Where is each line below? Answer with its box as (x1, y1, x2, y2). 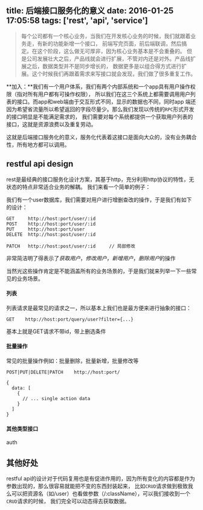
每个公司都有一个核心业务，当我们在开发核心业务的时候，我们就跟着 (21, 32, 191, 39)
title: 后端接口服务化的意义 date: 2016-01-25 (6, 5, 174, 16)
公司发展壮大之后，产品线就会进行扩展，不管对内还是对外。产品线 (26, 55, 191, 62)
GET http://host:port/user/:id (6, 215, 96, 222)
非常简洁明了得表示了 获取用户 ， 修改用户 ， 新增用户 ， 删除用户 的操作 (6, 254, 176, 261)
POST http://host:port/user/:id (6, 221, 96, 227)
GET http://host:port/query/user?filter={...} (6, 316, 134, 322)
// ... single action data (22, 396, 91, 402)
